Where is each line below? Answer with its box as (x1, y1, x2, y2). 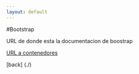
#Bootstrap (6, 25, 35, 33)
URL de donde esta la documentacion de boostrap (6, 37, 133, 44)
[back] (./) (6, 61, 32, 68)
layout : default (6, 8, 48, 15)
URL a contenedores (6, 49, 58, 56)
